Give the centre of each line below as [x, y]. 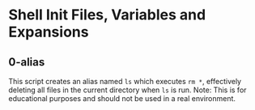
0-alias [27, 62]
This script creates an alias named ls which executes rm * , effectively [125, 81]
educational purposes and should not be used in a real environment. [122, 98]
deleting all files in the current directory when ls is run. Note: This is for [127, 90]
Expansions [49, 32]
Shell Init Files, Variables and [107, 15]
